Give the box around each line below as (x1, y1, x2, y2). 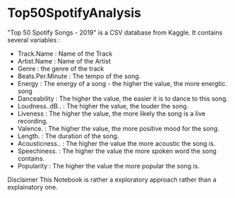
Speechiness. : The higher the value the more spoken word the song (17, 147, 217, 155)
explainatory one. (7, 182, 58, 191)
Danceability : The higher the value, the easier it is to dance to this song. (17, 94, 228, 103)
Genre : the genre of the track (17, 64, 104, 73)
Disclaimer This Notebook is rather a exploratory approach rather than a (7, 175, 217, 184)
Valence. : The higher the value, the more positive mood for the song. (17, 124, 220, 132)
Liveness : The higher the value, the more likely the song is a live (17, 109, 206, 118)
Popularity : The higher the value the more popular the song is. (17, 161, 200, 170)
